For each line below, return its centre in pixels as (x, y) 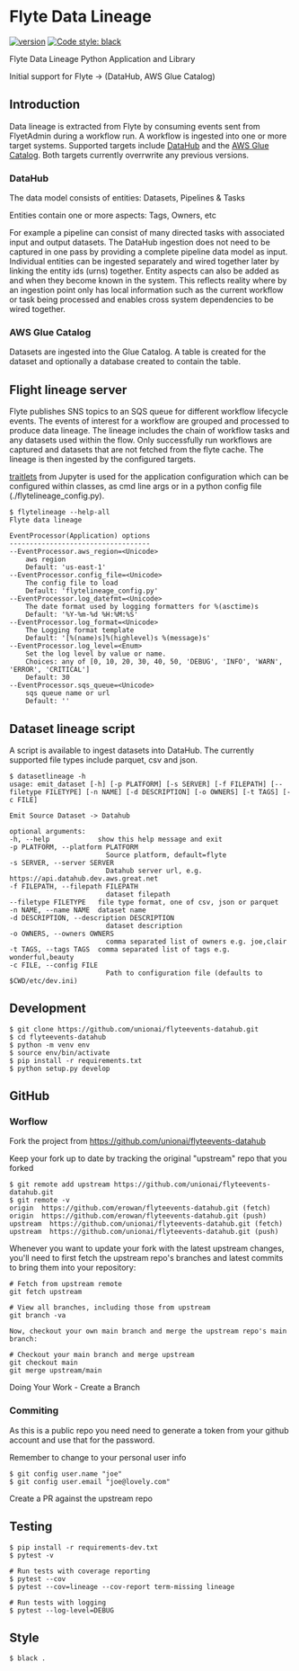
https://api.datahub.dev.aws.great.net (84, 879)
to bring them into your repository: (73, 1268)
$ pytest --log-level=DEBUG (62, 1610)
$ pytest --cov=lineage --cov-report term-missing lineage (122, 1586)
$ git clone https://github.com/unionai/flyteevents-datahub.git (134, 1029)
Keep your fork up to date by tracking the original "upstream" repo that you (148, 1158)
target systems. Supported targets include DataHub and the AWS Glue (139, 145)
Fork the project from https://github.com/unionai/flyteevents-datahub (138, 1141)
